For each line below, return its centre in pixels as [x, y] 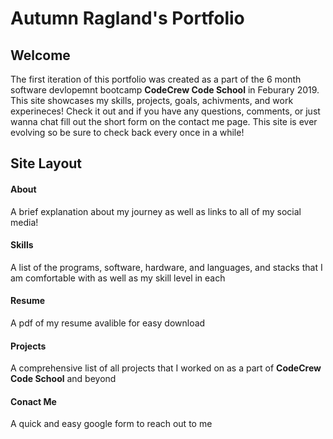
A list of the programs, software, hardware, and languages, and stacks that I [166, 267]
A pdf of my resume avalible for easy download [108, 323]
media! [24, 222]
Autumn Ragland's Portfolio [127, 18]
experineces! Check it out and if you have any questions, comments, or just [165, 111]
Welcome [40, 55]
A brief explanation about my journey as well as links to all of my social [156, 211]
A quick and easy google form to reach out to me [111, 424]
